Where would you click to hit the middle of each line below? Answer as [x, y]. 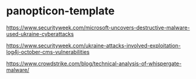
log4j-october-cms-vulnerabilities [48, 51]
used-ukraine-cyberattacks [40, 34]
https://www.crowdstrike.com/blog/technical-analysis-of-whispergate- [94, 63]
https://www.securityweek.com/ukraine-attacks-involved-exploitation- [94, 45]
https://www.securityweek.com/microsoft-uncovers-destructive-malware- [98, 28]
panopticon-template [61, 11]
